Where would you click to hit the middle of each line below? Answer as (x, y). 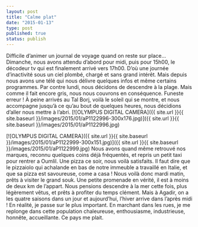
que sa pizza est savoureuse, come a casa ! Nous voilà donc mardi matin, (95, 174)
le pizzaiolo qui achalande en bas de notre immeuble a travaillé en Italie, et (97, 167)
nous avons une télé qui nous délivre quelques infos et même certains (91, 81)
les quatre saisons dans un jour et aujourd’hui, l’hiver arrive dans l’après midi (99, 199)
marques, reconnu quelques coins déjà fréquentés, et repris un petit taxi (94, 155)
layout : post (22, 11)
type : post (20, 28)
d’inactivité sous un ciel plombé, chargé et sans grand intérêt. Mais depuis (97, 75)
